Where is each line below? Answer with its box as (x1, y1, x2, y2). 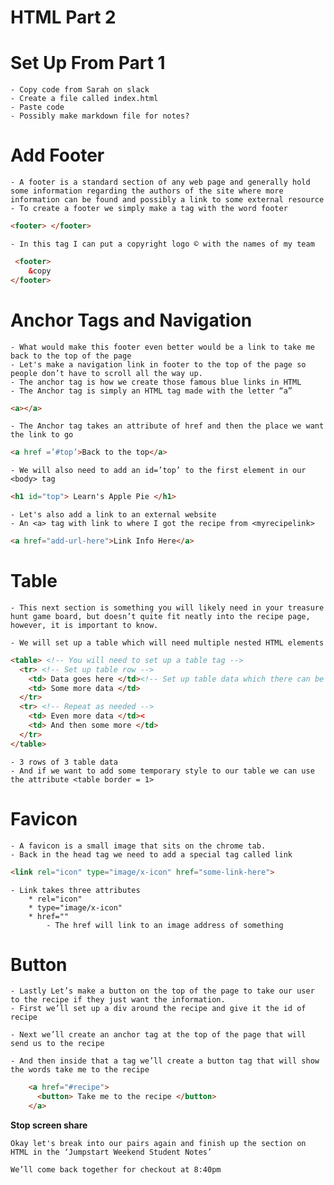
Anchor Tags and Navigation (10, 309, 253, 331)
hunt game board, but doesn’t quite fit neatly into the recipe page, (10, 611, 311, 621)
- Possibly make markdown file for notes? (10, 111, 190, 121)
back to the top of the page (10, 351, 132, 361)
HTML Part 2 (10, 6, 117, 29)
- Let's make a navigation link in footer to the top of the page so (10, 359, 307, 370)
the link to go (10, 430, 74, 440)
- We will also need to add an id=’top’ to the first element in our (10, 466, 307, 476)
